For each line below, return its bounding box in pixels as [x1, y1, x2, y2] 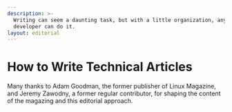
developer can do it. [13, 23, 76, 30]
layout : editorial [7, 29, 60, 37]
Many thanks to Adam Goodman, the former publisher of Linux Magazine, [7, 82, 216, 91]
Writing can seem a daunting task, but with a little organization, [13, 17, 215, 24]
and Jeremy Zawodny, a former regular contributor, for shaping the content [7, 89, 221, 97]
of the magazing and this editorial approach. [7, 97, 133, 105]
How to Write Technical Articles [7, 59, 193, 75]
